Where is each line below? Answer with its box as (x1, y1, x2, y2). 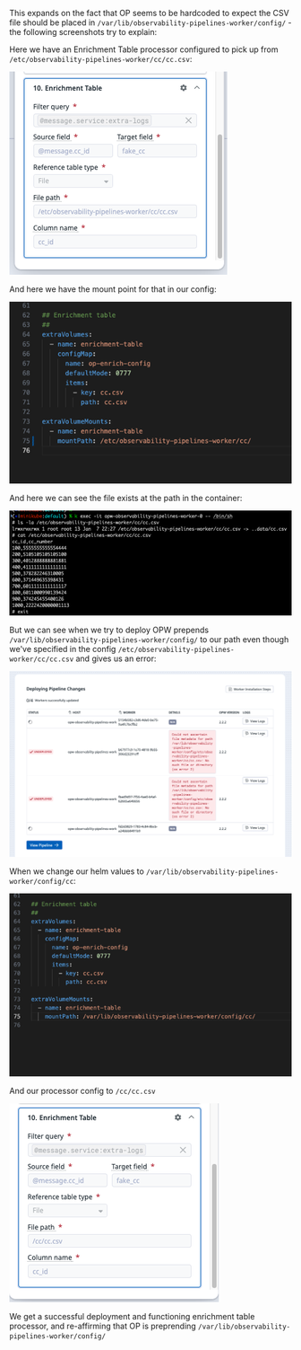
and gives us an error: (75, 653, 157, 664)
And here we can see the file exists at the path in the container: (9, 493, 243, 504)
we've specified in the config (9, 643, 116, 654)
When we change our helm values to (9, 866, 145, 877)
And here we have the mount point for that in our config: (9, 284, 217, 295)
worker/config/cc (9, 878, 74, 887)
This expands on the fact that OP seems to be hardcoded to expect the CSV (9, 8, 289, 18)
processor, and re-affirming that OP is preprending (9, 1320, 197, 1331)
